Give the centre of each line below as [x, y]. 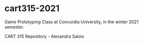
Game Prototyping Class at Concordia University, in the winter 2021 [71, 22]
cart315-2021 [32, 8]
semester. [14, 27]
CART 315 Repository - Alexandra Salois [44, 36]
